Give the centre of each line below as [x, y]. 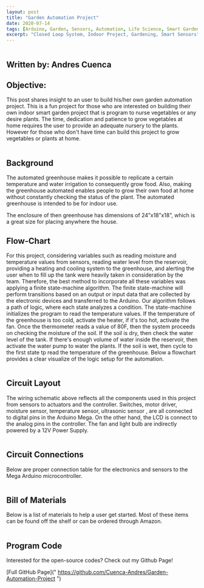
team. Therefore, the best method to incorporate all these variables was [96, 281]
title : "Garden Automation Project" [53, 18]
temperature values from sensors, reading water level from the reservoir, [97, 261]
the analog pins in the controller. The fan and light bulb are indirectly [92, 424]
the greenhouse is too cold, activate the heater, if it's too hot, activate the [98, 320]
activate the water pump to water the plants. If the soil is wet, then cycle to [100, 346]
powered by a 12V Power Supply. [48, 430]
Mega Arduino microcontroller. [44, 476]
